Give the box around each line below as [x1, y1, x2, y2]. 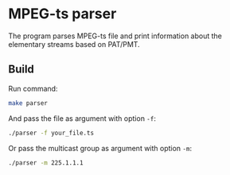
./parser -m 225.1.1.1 [8, 158, 84, 167]
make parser [8, 99, 48, 107]
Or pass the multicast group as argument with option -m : [8, 143, 193, 153]
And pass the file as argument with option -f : [8, 113, 157, 123]
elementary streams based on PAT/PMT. [8, 39, 141, 49]
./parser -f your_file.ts [8, 129, 94, 137]
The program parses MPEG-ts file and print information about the [8, 31, 223, 41]
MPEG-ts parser [8, 5, 117, 23]
